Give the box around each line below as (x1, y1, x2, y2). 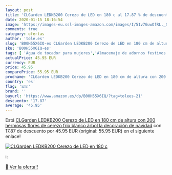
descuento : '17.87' (5, 98, 47, 103)
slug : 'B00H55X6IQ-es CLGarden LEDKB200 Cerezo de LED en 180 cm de (5, 41, 155, 46)
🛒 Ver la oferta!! (5, 164, 38, 170)
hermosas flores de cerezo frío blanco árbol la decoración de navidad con (5, 123, 162, 129)
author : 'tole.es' (5, 36, 45, 42)
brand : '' (5, 88, 27, 94)
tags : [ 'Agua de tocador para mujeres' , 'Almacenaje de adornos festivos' (5, 50, 168, 55)
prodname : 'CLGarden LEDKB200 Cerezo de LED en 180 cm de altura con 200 (5, 74, 166, 80)
